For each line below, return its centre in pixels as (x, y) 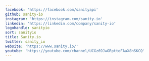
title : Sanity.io (23, 37)
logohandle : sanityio (27, 28)
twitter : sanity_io (25, 42)
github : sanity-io (24, 14)
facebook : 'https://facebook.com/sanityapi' (52, 10)
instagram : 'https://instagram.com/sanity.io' (54, 19)
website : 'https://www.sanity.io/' (42, 46)
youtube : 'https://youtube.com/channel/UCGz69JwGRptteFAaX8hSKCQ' (75, 51)
